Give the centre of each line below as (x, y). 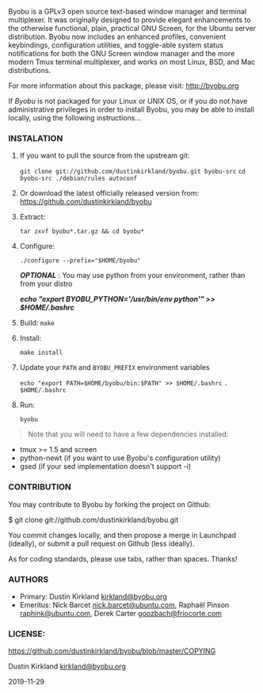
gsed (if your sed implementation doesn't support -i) (105, 466)
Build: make (37, 323)
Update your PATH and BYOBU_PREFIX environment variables (114, 367)
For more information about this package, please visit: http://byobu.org (124, 86)
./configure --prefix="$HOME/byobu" (80, 261)
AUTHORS (29, 579)
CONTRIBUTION (40, 487)
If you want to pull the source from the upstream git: (105, 156)
